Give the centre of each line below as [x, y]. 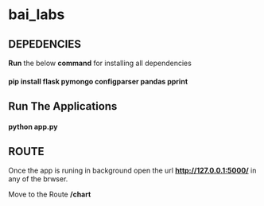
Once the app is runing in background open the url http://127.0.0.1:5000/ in [132, 171]
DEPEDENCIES [45, 44]
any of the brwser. [38, 179]
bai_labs [37, 15]
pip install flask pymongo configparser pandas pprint [98, 81]
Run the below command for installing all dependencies [100, 63]
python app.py [33, 126]
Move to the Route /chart [50, 194]
